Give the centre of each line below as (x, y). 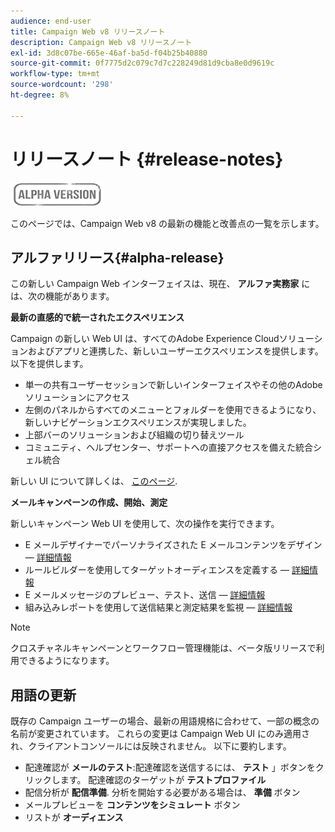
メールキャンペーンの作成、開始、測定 (89, 502)
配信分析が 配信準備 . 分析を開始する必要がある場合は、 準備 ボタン (162, 792)
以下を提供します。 (49, 364)
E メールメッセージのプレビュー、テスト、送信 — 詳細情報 (145, 595)
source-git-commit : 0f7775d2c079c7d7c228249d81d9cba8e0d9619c (142, 63)
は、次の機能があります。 (62, 296)
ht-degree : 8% (40, 95)
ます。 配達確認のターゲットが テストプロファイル (163, 780)
